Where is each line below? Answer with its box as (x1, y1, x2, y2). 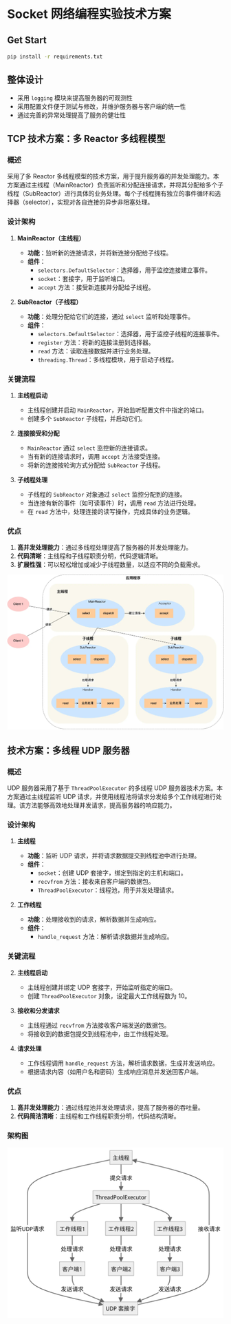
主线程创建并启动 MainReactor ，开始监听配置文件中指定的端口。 (27, 406, 208, 414)
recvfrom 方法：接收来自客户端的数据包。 (37, 878, 155, 886)
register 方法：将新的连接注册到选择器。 (37, 338, 155, 346)
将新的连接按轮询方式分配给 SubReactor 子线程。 (27, 461, 165, 469)
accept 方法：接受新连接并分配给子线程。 (37, 283, 155, 291)
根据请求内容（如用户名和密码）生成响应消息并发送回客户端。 (27, 1067, 203, 1075)
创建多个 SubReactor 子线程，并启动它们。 (27, 414, 146, 422)
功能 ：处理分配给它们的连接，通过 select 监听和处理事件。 (27, 312, 195, 320)
